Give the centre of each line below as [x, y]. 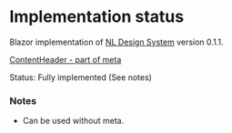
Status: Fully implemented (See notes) [81, 77]
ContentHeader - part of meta [66, 59]
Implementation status [97, 17]
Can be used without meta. [73, 121]
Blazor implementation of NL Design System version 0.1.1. [116, 42]
